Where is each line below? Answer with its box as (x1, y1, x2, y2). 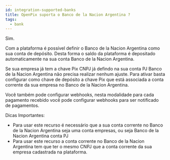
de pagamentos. (5, 102, 40, 109)
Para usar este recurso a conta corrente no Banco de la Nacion (12, 138, 145, 144)
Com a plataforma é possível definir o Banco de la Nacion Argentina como (5, 45, 160, 51)
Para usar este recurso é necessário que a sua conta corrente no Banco (12, 122, 163, 128)
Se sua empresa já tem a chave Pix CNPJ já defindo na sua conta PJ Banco (5, 66, 162, 72)
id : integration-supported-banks (5, 7, 76, 13)
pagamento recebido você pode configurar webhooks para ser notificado (5, 97, 159, 103)
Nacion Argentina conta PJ (12, 133, 69, 139)
